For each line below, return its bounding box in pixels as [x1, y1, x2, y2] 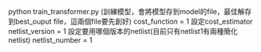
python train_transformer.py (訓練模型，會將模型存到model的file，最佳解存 [8, 7, 252, 16]
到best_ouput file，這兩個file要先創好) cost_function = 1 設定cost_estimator [8, 17, 253, 26]
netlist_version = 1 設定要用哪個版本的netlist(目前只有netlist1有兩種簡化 [8, 27, 238, 35]
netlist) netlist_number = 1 [8, 35, 93, 45]
